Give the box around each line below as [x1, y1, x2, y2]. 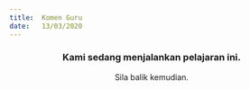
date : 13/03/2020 [9, 22, 83, 31]
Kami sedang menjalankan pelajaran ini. [62, 51, 241, 64]
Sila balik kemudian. [114, 71, 190, 82]
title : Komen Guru [9, 13, 83, 22]
